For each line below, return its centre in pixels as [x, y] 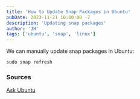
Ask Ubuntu [21, 90]
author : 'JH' [23, 28]
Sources [19, 77]
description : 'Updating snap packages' [56, 23]
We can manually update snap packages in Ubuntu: [70, 51]
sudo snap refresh [29, 62]
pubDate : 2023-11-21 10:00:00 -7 [48, 17]
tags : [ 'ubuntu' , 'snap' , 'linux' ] [51, 34]
